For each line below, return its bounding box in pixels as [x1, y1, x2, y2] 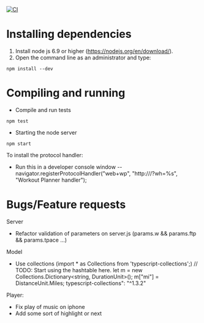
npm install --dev [6, 65, 53, 72]
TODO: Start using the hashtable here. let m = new [15, 266, 143, 273]
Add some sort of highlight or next [15, 310, 102, 317]
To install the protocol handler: [6, 151, 83, 158]
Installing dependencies [6, 28, 132, 41]
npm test [6, 118, 29, 124]
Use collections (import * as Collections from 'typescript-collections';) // [15, 260, 198, 267]
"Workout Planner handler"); [15, 176, 87, 184]
